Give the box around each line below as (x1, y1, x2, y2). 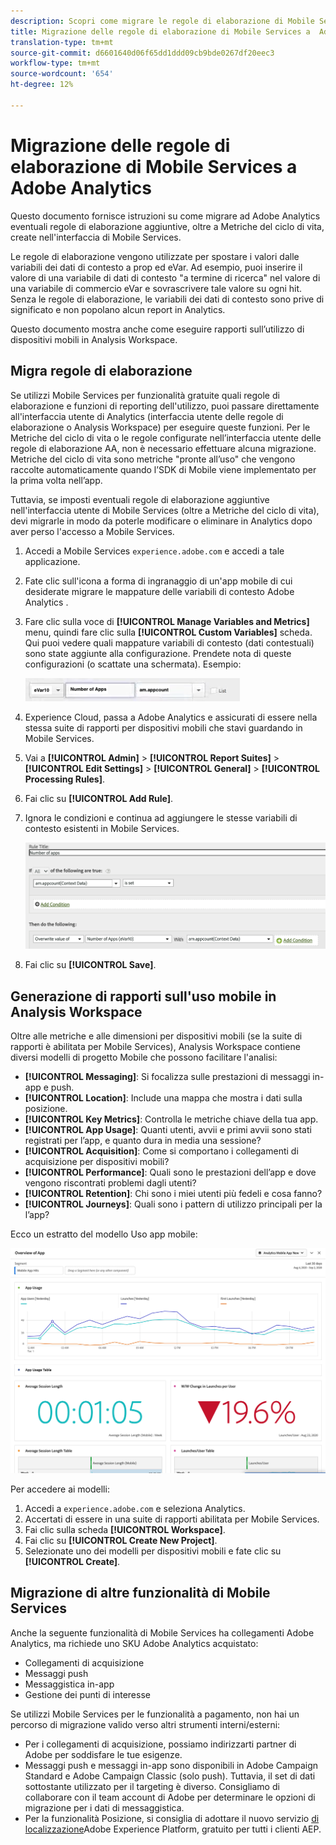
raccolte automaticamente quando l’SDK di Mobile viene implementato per (10, 463, 317, 475)
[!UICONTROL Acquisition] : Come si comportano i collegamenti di (24, 1145, 299, 1157)
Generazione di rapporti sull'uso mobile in (10, 988, 277, 1005)
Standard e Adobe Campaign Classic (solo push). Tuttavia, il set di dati (24, 1770, 316, 1782)
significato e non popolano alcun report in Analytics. (10, 303, 226, 315)
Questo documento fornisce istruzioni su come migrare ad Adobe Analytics (10, 210, 321, 222)
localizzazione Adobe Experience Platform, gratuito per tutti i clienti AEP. (24, 1823, 322, 1835)
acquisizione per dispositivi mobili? (24, 1156, 170, 1168)
